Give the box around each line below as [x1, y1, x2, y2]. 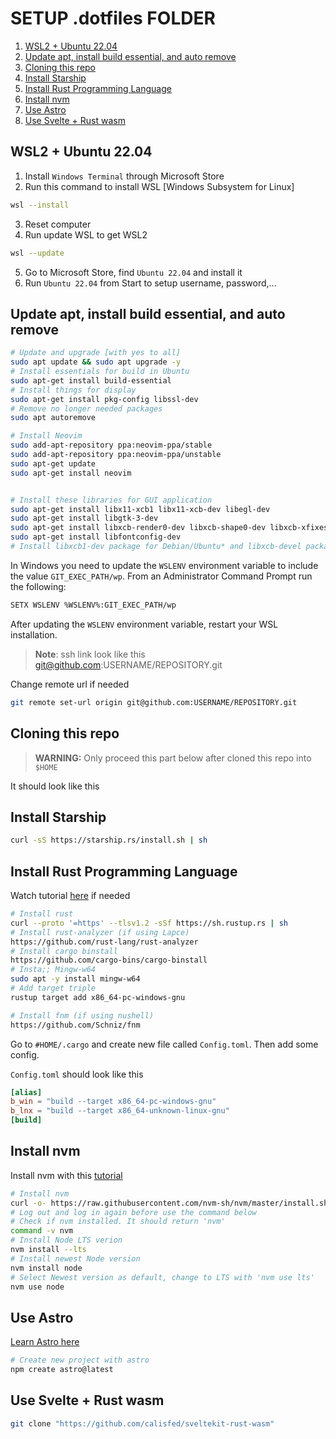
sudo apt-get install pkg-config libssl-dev [10, 394, 199, 404]
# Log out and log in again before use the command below [10, 1207, 257, 1217]
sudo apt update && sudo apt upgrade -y [10, 357, 182, 367]
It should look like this [10, 780, 100, 792]
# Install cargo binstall [10, 946, 118, 956]
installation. [10, 628, 58, 641]
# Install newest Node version [10, 1253, 141, 1264]
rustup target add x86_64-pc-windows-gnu [10, 992, 186, 1002]
